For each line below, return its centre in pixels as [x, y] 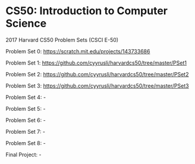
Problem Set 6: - [26, 120]
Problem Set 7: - [26, 131]
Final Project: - [24, 155]
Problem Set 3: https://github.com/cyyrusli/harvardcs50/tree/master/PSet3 [97, 86]
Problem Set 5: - [26, 108]
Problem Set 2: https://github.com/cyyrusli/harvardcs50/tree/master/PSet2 [97, 74]
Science [26, 23]
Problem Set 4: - [26, 97]
